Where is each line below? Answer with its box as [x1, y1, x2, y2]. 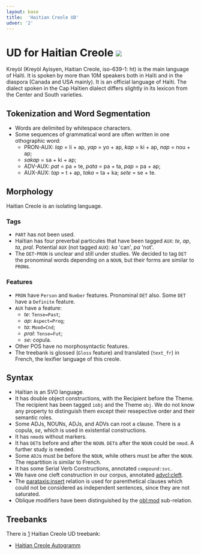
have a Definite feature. [14, 298, 76, 305]
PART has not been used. [14, 231, 75, 238]
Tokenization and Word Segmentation [6, 109, 151, 119]
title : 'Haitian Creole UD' [6, 14, 79, 20]
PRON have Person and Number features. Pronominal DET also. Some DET [14, 292, 186, 299]
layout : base [6, 8, 39, 15]
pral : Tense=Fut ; [23, 329, 63, 337]
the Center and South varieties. [6, 91, 83, 98]
